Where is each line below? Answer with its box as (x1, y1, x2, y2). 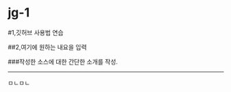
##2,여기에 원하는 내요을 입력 (8, 43, 87, 51)
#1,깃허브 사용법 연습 (8, 28, 64, 36)
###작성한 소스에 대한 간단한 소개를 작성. (8, 57, 119, 66)
